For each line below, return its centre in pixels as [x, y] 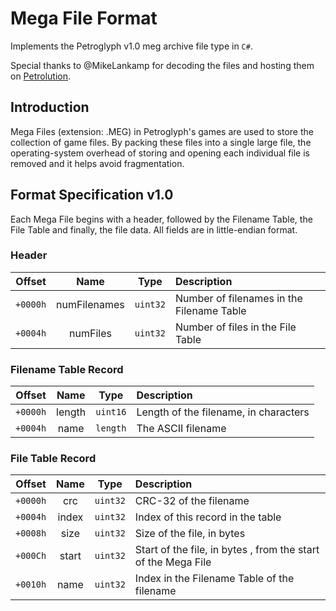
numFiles [90, 333]
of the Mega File [173, 562]
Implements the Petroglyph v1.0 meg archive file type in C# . [131, 46]
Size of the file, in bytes [190, 534]
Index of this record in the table [208, 517]
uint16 [111, 412]
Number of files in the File [235, 327]
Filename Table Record [67, 369]
